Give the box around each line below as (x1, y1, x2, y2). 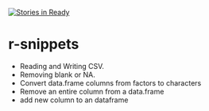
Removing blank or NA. (19, 70, 95, 79)
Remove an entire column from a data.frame (19, 86, 164, 96)
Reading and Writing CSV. (19, 61, 105, 71)
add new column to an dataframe (19, 95, 129, 105)
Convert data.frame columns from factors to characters (19, 78, 202, 87)
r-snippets (8, 36, 79, 53)
